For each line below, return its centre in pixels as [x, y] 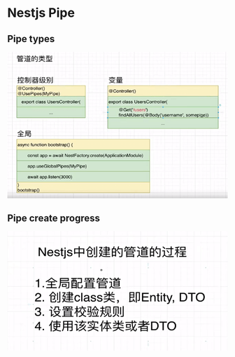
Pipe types [31, 39]
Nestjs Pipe [41, 13]
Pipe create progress [54, 218]
